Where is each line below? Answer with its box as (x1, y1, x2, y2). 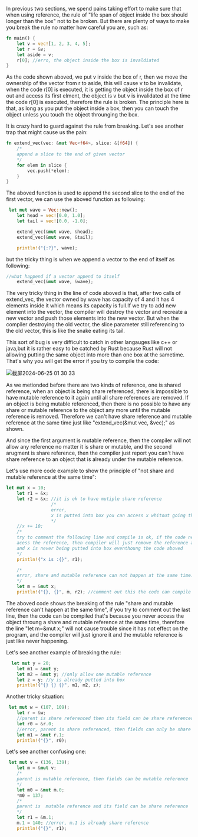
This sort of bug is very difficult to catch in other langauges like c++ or (6, 339, 178, 346)
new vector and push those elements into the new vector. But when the (6, 314, 179, 322)
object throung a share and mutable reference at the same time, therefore (6, 618, 185, 625)
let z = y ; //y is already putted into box (16, 677, 126, 683)
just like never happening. (6, 637, 69, 644)
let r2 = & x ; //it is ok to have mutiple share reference (16, 496, 162, 502)
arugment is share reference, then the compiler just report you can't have (6, 449, 184, 457)
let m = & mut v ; (16, 765, 57, 771)
